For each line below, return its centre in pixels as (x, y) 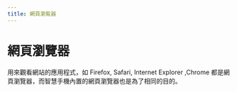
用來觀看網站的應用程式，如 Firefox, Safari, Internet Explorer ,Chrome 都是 (116, 72)
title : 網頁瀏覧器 (32, 14)
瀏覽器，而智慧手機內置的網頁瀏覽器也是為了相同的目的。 (97, 81)
